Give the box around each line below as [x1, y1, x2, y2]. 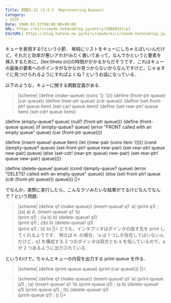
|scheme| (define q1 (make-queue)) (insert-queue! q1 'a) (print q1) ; [17, 204, 159, 209]
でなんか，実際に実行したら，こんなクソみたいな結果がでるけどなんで [5, 187, 152, 193]
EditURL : [5, 31, 24, 36]
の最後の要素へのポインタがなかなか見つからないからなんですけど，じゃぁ [5, 65, 161, 71]
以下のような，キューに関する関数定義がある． [5, 82, 103, 88]
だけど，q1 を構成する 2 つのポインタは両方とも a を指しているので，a [17, 238, 165, 244]
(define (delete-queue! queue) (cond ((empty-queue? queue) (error [5, 165, 147, 171]
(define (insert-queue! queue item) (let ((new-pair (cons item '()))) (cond [5, 139, 157, 145]
